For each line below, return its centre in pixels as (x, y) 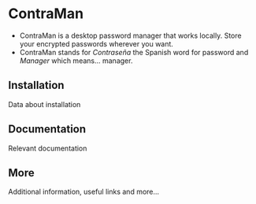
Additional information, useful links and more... (84, 192)
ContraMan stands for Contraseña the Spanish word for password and (134, 52)
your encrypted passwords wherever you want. (96, 43)
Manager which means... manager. (76, 61)
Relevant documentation (48, 148)
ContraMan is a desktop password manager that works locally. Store (130, 35)
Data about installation (45, 104)
